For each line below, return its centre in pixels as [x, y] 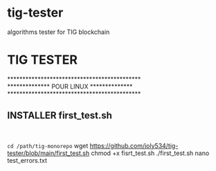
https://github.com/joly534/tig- [134, 145]
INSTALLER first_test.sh [60, 116]
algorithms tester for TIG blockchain [58, 32]
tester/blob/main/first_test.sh [48, 153]
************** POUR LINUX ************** [70, 86]
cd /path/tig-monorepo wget [48, 145]
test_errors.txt [27, 160]
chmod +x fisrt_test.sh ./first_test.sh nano [150, 153]
